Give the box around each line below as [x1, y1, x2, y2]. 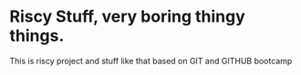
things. [9, 25, 65, 46]
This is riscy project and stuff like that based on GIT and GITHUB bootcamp [9, 55, 293, 66]
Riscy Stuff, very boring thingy [9, 6, 246, 27]
